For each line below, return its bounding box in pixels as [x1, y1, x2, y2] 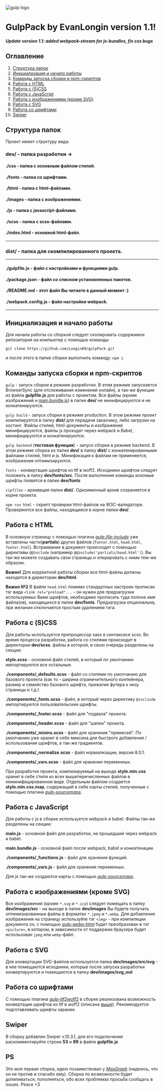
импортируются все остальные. [5, 662, 73, 668]
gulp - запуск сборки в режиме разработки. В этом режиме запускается [5, 382, 157, 387]
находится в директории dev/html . [5, 574, 77, 580]
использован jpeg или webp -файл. [5, 932, 75, 938]
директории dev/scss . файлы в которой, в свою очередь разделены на [5, 642, 154, 648]
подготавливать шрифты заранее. [5, 1006, 76, 1012]
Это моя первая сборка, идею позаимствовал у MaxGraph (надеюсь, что [5, 1066, 158, 1072]
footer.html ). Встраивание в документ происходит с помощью [5, 544, 137, 550]
